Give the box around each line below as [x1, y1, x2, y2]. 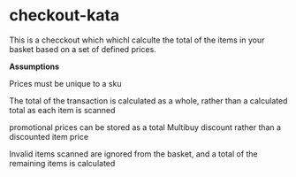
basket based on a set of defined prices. [9, 43, 156, 54]
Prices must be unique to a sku [9, 78, 122, 88]
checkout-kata [9, 5, 120, 26]
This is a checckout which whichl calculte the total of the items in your [9, 35, 265, 45]
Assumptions [9, 61, 60, 72]
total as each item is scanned [9, 104, 116, 115]
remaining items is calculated [9, 158, 116, 168]
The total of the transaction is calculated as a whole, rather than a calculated [9, 95, 288, 106]
